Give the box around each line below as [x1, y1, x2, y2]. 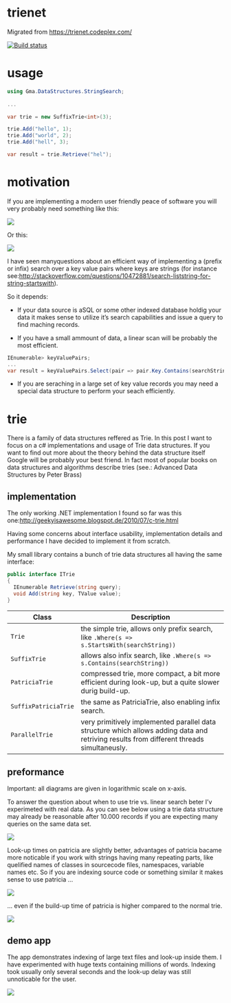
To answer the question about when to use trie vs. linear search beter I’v [7, 798, 212, 806]
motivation [7, 175, 70, 190]
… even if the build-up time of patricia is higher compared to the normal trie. [7, 902, 223, 910]
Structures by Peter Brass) [7, 470, 82, 479]
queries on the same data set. [7, 820, 91, 828]
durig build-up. [80, 686, 131, 695]
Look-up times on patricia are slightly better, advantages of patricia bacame [7, 846, 222, 855]
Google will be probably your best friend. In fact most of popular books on [7, 456, 217, 464]
